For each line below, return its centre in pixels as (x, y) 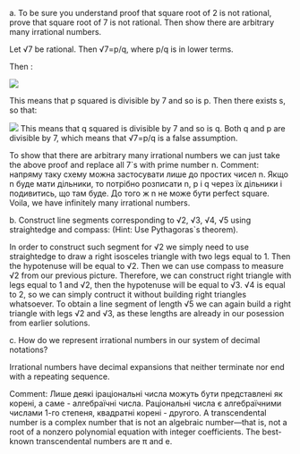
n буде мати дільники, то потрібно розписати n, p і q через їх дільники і (146, 184)
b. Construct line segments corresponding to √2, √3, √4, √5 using (130, 220)
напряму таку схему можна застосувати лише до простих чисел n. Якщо (149, 174)
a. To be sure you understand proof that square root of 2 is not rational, (141, 13)
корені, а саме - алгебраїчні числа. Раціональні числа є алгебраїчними (146, 403)
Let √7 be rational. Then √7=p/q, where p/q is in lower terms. (122, 49)
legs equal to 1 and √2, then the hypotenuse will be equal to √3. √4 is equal (147, 285)
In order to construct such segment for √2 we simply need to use (129, 247)
